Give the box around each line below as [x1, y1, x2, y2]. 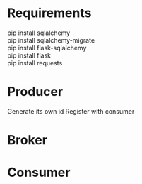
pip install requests [7, 58, 63, 67]
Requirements [7, 5, 92, 21]
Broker [7, 132, 48, 148]
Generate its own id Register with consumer [7, 107, 135, 115]
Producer [7, 84, 64, 100]
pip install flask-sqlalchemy [7, 43, 87, 52]
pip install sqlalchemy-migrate [7, 36, 95, 44]
